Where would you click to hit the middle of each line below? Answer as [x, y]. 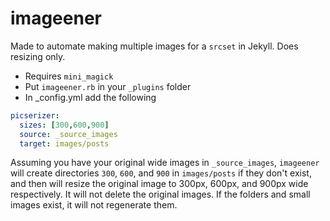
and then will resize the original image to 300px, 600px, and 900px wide [159, 184]
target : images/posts [64, 143]
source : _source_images [68, 134]
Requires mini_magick [69, 76]
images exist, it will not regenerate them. [94, 205]
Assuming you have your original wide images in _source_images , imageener [165, 163]
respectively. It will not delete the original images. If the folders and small [160, 194]
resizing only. [38, 56]
